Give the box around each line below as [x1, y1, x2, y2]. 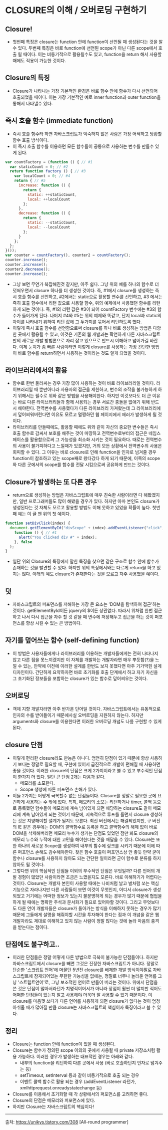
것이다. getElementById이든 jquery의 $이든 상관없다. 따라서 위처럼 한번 [12, 607, 153, 614]
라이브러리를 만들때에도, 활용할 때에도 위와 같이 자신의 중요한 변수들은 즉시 [12, 424, 158, 430]
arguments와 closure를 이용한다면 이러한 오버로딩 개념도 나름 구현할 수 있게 [12, 718, 162, 724]
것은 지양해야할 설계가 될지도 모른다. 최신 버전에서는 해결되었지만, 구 [17, 817, 151, 823]
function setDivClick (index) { [5, 521, 70, 526]
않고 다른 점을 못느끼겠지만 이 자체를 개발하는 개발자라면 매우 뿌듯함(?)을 [12, 656, 154, 662]
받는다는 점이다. [17, 924, 49, 930]
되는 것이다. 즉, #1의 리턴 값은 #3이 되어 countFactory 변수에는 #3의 [21, 306, 156, 312]
